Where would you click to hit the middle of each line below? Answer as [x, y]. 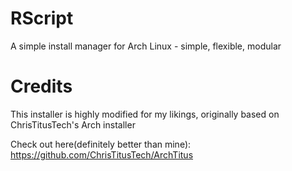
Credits [41, 86]
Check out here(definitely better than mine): [101, 144]
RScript [42, 18]
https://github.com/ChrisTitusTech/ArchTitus [102, 154]
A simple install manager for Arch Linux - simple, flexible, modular [146, 46]
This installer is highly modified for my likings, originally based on [145, 114]
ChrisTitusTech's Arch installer [73, 124]
